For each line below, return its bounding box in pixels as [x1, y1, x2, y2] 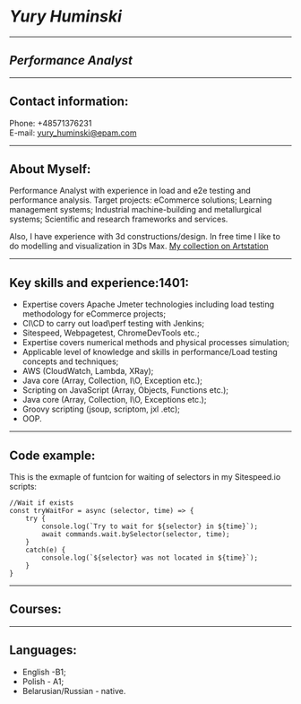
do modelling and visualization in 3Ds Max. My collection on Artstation [9, 240, 269, 252]
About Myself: [9, 161, 91, 177]
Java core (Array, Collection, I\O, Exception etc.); [21, 375, 203, 387]
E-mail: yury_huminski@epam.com [9, 127, 137, 138]
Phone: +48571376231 [9, 117, 92, 128]
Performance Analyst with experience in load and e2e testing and [9, 186, 251, 196]
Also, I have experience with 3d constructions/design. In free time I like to [9, 231, 280, 242]
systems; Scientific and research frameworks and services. [9, 213, 228, 225]
